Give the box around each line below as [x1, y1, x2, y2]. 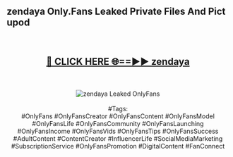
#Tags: [107, 104, 129, 113]
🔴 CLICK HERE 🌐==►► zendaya [46, 56, 190, 68]
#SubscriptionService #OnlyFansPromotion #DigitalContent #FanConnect [11, 142, 225, 150]
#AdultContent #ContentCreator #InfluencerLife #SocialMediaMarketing [13, 134, 223, 143]
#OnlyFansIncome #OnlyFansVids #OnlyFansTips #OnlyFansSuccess [17, 127, 219, 135]
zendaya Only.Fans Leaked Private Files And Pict [6, 6, 226, 18]
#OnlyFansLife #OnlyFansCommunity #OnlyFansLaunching [32, 119, 204, 127]
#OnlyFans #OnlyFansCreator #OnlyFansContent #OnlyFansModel [21, 112, 215, 120]
